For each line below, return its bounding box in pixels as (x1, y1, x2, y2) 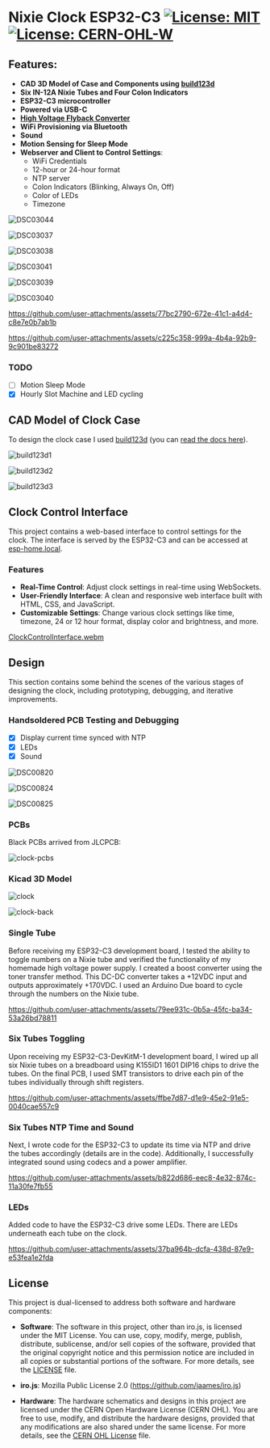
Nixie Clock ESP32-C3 (8, 8, 161, 27)
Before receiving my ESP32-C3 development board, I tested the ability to (8, 946, 251, 956)
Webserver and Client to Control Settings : (19, 148, 164, 157)
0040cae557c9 (8, 1101, 60, 1111)
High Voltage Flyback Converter (19, 113, 131, 123)
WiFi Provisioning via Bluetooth (19, 122, 127, 131)
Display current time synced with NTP (19, 732, 147, 743)
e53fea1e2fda (8, 1253, 54, 1263)
